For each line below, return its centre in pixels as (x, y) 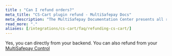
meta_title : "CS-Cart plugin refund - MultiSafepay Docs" (68, 15)
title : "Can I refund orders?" (40, 10)
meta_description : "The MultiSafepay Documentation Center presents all (84, 19)
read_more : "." (21, 24)
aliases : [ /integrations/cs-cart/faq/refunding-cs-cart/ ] (68, 29)
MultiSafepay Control (28, 48)
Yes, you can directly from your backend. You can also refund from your (81, 43)
